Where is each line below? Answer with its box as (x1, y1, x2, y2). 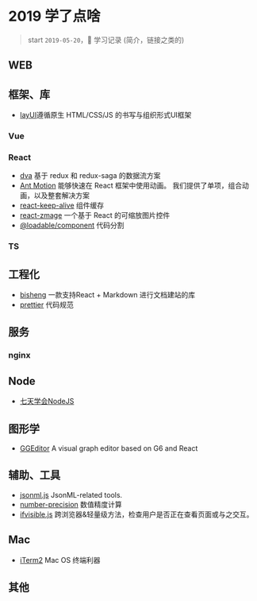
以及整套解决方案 (33, 191, 90, 200)
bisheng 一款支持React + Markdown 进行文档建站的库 (19, 290, 196, 300)
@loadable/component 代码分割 (19, 220, 125, 231)
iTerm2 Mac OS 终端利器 (19, 555, 101, 564)
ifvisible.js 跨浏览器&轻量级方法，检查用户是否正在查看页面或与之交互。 (19, 510, 254, 519)
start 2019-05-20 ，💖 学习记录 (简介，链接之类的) (27, 35, 185, 45)
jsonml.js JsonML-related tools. (19, 490, 123, 499)
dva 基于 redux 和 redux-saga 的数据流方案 (19, 171, 161, 180)
